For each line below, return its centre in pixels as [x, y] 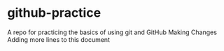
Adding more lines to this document [59, 39]
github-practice [54, 13]
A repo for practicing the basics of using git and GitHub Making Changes [112, 32]
